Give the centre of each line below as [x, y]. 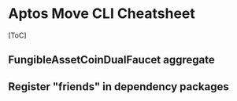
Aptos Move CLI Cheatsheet [102, 14]
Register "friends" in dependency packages [119, 87]
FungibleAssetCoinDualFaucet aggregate [111, 60]
